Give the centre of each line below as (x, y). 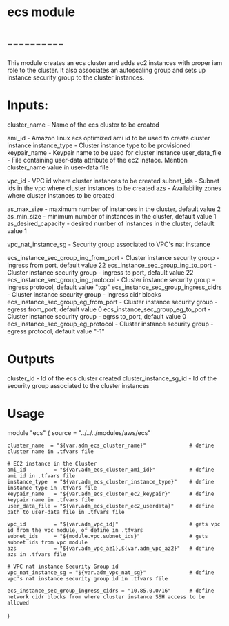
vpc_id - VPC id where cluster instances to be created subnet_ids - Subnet (113, 181)
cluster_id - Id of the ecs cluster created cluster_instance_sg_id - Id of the (112, 378)
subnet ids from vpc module (48, 542)
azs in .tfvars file (37, 554)
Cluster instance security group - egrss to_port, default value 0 (97, 317)
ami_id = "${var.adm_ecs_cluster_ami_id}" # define (111, 470)
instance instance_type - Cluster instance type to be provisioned (99, 145)
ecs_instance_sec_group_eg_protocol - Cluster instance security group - (110, 324)
